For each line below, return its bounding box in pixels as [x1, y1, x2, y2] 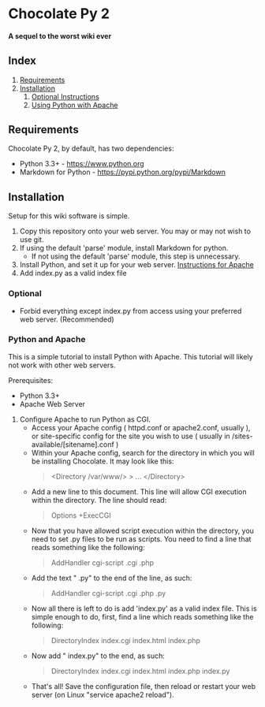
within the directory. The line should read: [31, 495, 167, 504]
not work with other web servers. [8, 360, 116, 370]
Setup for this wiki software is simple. [8, 211, 130, 221]
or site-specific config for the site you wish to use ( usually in [31, 431, 230, 441]
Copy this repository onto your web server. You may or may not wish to [19, 226, 251, 236]
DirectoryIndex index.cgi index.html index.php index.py [50, 666, 230, 675]
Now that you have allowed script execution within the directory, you [31, 526, 255, 535]
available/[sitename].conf [31, 439, 114, 449]
